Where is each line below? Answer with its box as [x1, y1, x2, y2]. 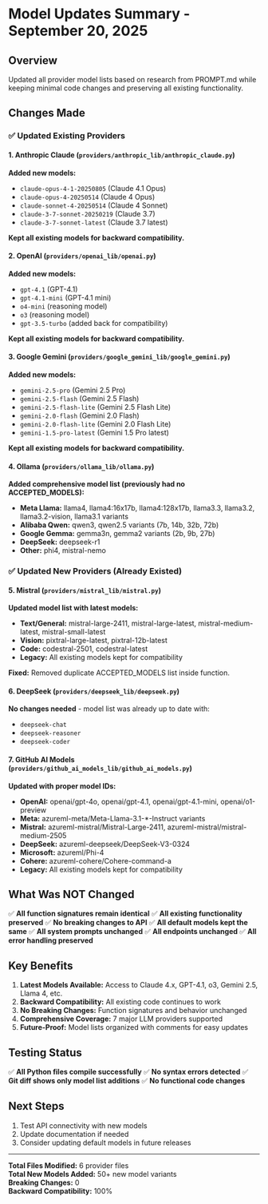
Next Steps [8, 1099, 65, 1113]
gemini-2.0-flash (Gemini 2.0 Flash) [19, 411, 140, 420]
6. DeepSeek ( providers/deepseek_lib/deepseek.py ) [8, 686, 180, 696]
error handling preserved [8, 936, 93, 945]
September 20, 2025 [8, 22, 148, 40]
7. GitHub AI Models [8, 755, 75, 765]
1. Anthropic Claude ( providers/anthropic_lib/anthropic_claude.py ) [8, 149, 235, 160]
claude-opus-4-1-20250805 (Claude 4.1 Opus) [19, 183, 167, 193]
